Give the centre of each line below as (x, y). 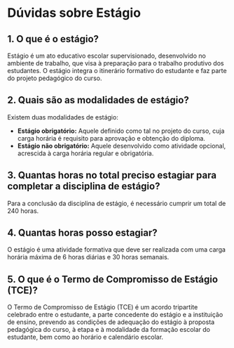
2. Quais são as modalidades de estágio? (98, 100)
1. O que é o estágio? (53, 39)
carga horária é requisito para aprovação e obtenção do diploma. (111, 138)
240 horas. (23, 211)
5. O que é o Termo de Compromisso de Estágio (113, 279)
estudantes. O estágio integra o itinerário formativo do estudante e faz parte (117, 71)
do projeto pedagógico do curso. (55, 78)
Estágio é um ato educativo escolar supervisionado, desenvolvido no (107, 56)
